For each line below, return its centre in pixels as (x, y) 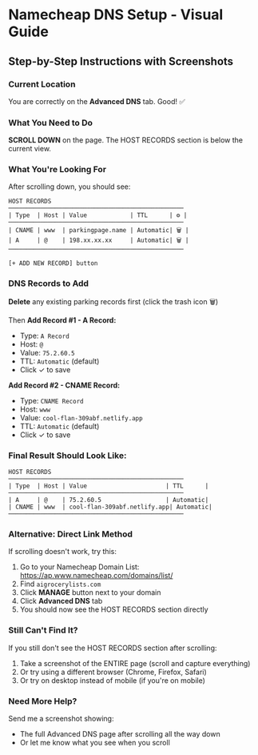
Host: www (35, 409)
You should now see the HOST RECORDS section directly (114, 609)
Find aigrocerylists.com (60, 584)
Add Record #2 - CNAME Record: (64, 385)
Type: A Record (44, 335)
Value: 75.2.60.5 (47, 352)
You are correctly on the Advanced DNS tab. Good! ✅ (97, 101)
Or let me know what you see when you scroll (95, 742)
